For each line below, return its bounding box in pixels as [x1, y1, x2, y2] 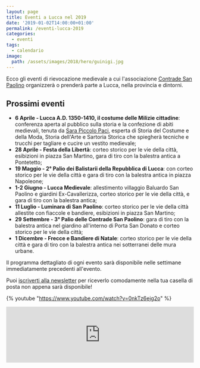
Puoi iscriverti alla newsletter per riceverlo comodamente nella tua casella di [6, 277, 193, 284]
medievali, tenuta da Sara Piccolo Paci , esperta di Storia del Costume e [14, 127, 189, 134]
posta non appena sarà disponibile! [6, 283, 92, 290]
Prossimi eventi [6, 98, 65, 109]
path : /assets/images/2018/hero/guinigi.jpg [11, 58, 124, 64]
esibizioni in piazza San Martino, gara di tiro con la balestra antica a [14, 153, 180, 160]
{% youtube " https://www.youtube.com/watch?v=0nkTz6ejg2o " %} [6, 295, 172, 302]
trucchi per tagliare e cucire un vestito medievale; [14, 140, 137, 147]
